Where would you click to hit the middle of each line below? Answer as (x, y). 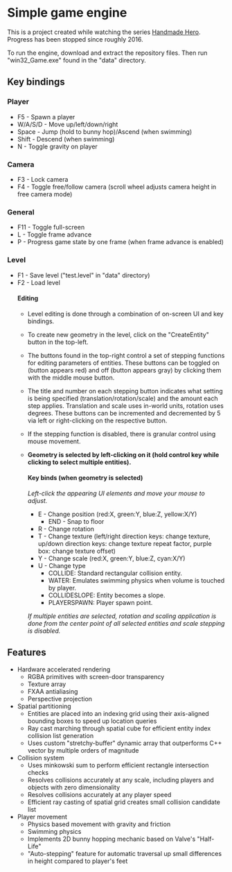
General (21, 212)
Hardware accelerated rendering (64, 669)
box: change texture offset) (77, 551)
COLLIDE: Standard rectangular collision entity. (115, 573)
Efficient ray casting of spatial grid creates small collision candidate (124, 802)
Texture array (47, 684)
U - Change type (62, 565)
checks (38, 772)
